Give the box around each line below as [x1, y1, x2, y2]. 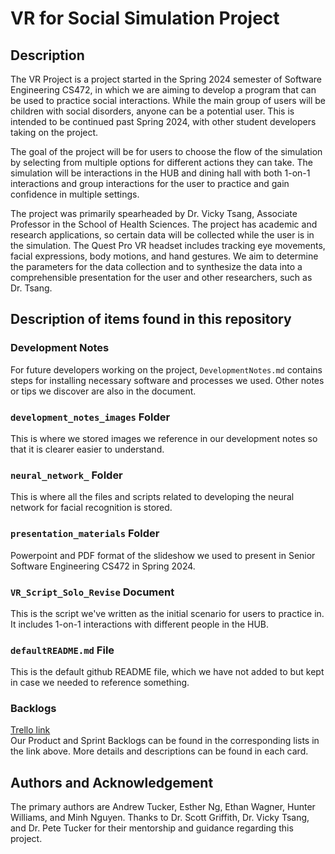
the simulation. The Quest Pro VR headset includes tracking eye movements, [10, 240, 326, 251]
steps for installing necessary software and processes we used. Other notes [10, 374, 325, 386]
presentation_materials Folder [10, 527, 160, 541]
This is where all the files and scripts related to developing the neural [10, 491, 295, 503]
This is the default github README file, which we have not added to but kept [10, 666, 325, 678]
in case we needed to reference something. [10, 677, 190, 689]
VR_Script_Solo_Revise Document [10, 585, 175, 599]
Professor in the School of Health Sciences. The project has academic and [10, 218, 318, 230]
